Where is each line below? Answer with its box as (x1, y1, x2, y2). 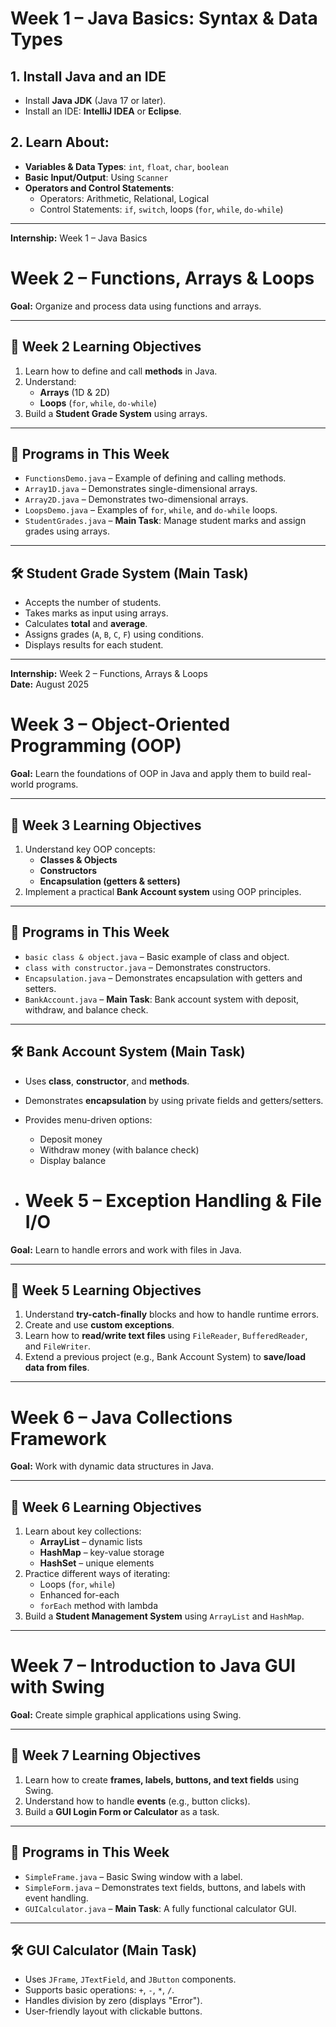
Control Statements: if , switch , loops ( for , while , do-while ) (39, 203, 284, 215)
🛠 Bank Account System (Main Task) (10, 1043, 246, 1061)
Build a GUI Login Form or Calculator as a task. (24, 1805, 220, 1817)
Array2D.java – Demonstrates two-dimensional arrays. (24, 493, 249, 506)
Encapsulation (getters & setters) (39, 875, 181, 887)
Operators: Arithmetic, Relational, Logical (39, 192, 210, 204)
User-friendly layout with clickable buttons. (24, 2005, 203, 2017)
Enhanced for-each (39, 1589, 120, 1601)
